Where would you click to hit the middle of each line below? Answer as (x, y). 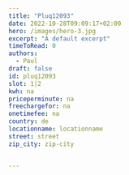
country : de (28, 122)
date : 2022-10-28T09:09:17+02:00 (65, 23)
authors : (23, 53)
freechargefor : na (39, 106)
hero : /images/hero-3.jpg (52, 31)
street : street (34, 136)
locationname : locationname (56, 129)
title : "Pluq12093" (41, 16)
